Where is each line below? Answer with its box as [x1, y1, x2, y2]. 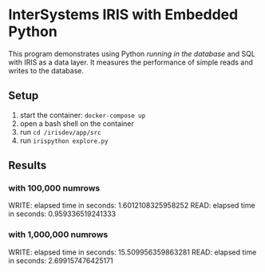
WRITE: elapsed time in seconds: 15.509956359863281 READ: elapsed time [8, 247, 257, 257]
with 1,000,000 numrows [8, 229, 109, 240]
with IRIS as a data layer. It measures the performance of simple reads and [8, 57, 253, 67]
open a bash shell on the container [19, 118, 134, 128]
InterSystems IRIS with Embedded [8, 6, 239, 24]
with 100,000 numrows [8, 183, 101, 194]
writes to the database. [8, 65, 85, 75]
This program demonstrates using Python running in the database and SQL [8, 49, 255, 58]
